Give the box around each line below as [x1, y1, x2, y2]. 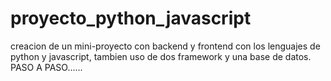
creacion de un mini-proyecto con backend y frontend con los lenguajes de [10, 40, 321, 52]
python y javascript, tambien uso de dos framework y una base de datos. [10, 50, 312, 62]
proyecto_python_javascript [10, 7, 252, 30]
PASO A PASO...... [10, 61, 83, 73]
